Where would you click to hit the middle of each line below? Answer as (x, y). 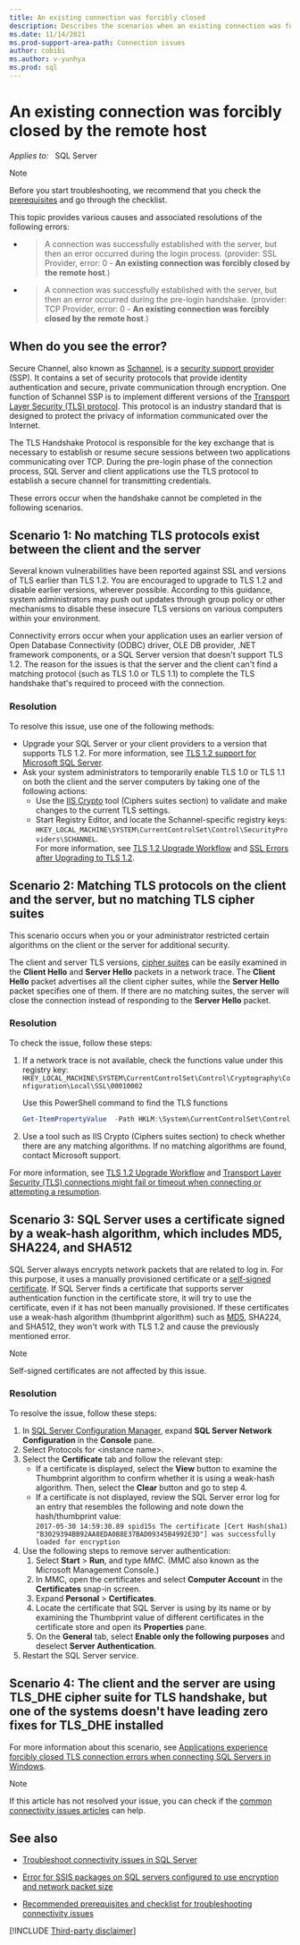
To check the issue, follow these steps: (81, 1043)
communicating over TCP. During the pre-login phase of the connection (141, 461)
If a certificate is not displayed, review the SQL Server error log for (158, 1497)
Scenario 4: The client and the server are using (142, 1684)
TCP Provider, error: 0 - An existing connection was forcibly (157, 309)
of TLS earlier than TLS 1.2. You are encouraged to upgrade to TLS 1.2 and (146, 580)
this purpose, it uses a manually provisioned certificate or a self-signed (140, 1279)
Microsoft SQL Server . (63, 763)
